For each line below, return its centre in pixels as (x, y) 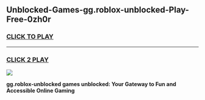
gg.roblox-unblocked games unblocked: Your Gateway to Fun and (92, 84)
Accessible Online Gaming (41, 90)
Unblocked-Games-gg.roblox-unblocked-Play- (98, 10)
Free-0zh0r (29, 20)
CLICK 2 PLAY (27, 59)
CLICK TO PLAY (30, 37)
